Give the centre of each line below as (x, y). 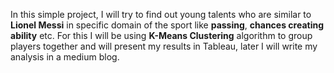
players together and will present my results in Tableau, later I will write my (164, 46)
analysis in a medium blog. (65, 57)
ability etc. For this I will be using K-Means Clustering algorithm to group (161, 35)
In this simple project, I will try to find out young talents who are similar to (161, 14)
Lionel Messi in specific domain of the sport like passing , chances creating (167, 25)
